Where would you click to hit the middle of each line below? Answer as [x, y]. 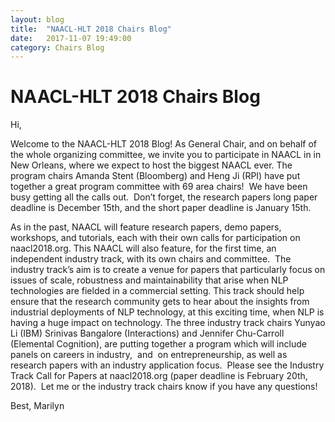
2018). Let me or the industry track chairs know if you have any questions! [164, 387]
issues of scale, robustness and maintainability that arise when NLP [149, 280]
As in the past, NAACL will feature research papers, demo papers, [146, 227]
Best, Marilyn [37, 406]
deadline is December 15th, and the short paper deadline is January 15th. [161, 208]
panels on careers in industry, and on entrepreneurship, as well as [149, 355]
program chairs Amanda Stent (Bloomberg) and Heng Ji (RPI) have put [155, 176]
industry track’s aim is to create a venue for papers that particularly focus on [168, 270]
